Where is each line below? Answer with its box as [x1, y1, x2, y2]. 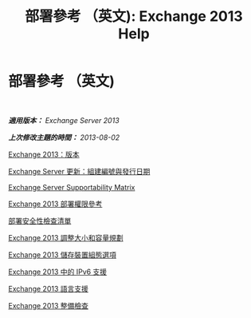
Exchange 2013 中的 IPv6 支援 [8, 267, 108, 276]
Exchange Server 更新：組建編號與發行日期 [8, 166, 151, 176]
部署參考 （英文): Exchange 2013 [25, 7, 243, 26]
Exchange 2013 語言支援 [8, 284, 89, 293]
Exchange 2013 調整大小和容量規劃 [8, 233, 124, 242]
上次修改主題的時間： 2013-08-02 [8, 133, 120, 142]
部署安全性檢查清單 [8, 216, 72, 225]
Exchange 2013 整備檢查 [8, 300, 89, 310]
